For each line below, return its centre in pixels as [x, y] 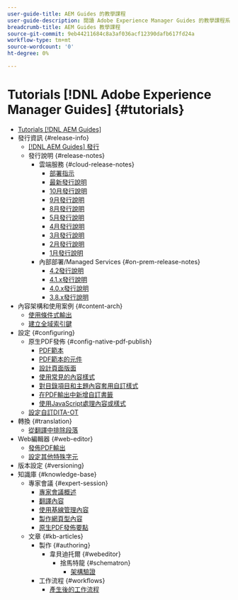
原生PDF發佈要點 [63, 527]
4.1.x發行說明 [68, 279]
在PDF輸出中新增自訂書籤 [76, 395]
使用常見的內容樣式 [67, 377]
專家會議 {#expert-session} [68, 483]
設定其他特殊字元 [53, 456]
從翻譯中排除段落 [53, 430]
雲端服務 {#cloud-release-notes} [86, 164]
